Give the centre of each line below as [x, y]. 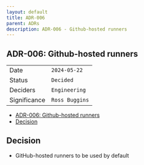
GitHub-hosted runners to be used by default [72, 155]
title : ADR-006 [26, 18]
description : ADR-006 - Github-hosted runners [67, 29]
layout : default [27, 12]
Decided [62, 80]
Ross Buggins [70, 100]
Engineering [69, 90]
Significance [28, 100]
